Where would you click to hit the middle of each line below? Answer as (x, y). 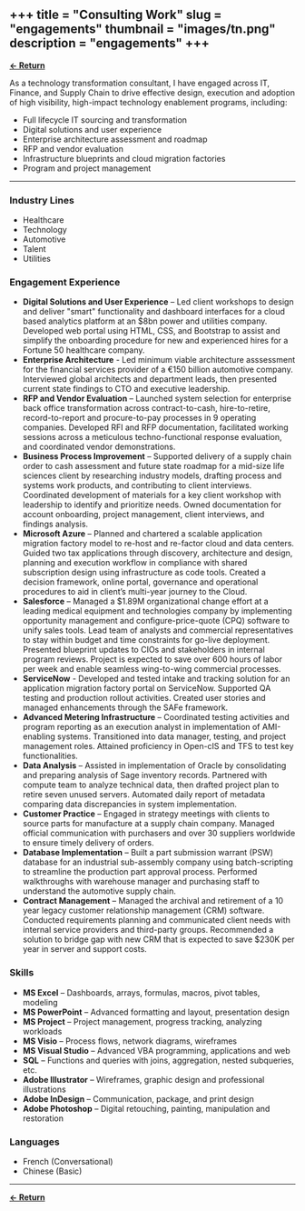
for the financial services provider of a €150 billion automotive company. (157, 370)
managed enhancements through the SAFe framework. (125, 707)
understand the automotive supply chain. (99, 891)
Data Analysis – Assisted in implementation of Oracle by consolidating (154, 766)
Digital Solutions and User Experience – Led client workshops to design (158, 302)
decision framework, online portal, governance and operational (140, 582)
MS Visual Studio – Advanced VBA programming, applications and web (156, 1050)
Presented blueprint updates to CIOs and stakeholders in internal (143, 650)
